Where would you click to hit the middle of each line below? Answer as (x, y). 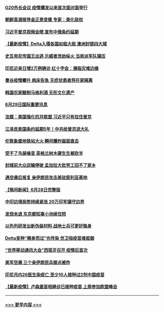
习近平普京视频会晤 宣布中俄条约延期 (42, 31)
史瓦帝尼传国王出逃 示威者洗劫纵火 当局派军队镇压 (55, 56)
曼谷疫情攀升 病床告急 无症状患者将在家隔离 (49, 80)
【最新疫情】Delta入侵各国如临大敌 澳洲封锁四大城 (56, 44)
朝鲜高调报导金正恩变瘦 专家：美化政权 (44, 20)
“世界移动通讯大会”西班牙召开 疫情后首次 (46, 250)
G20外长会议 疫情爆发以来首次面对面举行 (46, 7)
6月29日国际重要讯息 (26, 104)
